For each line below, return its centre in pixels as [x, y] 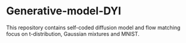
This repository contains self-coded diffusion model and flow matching [93, 27]
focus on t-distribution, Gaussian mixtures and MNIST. [73, 33]
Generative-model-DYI [64, 11]
